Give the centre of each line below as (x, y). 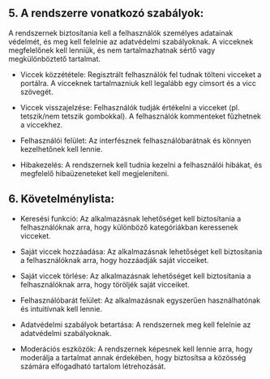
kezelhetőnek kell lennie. (61, 149)
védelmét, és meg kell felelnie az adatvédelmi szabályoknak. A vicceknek (131, 41)
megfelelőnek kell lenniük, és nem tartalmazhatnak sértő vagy (112, 50)
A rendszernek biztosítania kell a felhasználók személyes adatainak (121, 32)
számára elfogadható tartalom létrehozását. (93, 366)
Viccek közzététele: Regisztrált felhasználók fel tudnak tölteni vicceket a (141, 74)
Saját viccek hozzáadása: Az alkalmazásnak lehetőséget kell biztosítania (141, 252)
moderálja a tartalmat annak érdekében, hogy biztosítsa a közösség (133, 357)
